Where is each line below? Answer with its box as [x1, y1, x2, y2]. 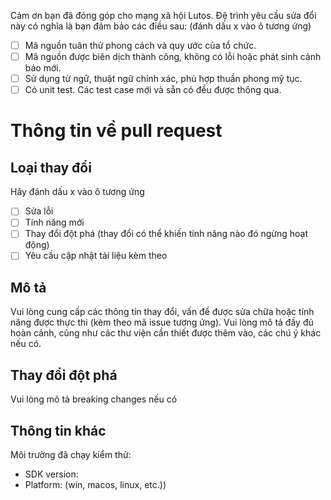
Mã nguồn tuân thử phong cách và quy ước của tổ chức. [24, 40, 257, 51]
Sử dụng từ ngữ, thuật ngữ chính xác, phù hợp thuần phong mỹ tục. [24, 73, 303, 85]
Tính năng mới [24, 216, 85, 229]
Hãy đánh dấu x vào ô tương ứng [10, 186, 145, 198]
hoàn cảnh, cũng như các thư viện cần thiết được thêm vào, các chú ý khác [10, 327, 322, 339]
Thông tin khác [10, 422, 107, 439]
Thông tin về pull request [10, 120, 223, 142]
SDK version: [24, 468, 79, 480]
